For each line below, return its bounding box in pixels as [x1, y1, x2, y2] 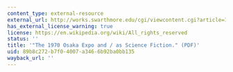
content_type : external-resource [7, 10, 104, 17]
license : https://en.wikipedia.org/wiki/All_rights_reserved [7, 29, 188, 36]
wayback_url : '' [7, 55, 54, 62]
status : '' [7, 36, 39, 43]
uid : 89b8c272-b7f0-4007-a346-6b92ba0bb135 [7, 49, 135, 56]
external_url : [7, 16, 49, 23]
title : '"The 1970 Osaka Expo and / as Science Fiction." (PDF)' [7, 42, 200, 49]
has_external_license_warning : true [7, 23, 113, 29]
